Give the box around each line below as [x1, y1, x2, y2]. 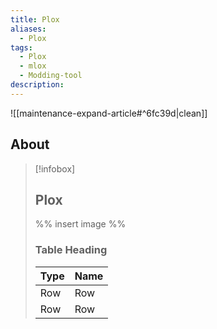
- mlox [19, 61, 47, 71]
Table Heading [34, 243, 108, 257]
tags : [10, 42, 33, 53]
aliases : [10, 24, 47, 34]
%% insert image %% [34, 218, 127, 230]
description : [10, 80, 65, 90]
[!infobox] [34, 162, 76, 175]
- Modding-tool [19, 71, 83, 81]
